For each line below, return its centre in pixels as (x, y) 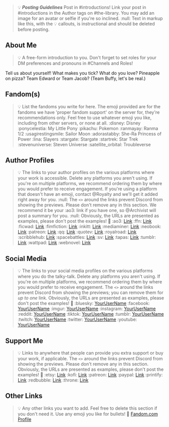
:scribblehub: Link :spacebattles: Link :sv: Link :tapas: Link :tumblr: (87, 237)
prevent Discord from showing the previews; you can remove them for (90, 292)
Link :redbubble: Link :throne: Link (53, 380)
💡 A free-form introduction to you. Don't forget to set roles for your (87, 57)
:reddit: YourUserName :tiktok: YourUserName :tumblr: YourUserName (91, 314)
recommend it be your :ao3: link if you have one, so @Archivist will (87, 210)
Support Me (24, 341)
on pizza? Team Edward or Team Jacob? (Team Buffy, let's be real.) (75, 78)
